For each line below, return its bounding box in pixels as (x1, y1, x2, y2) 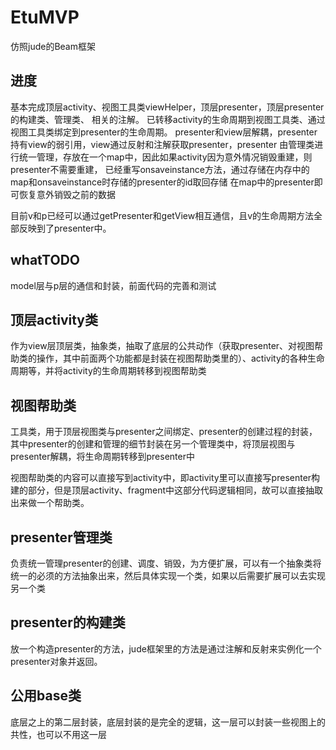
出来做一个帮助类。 (10, 497, 90, 509)
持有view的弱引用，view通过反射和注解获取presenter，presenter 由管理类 (10, 138, 315, 150)
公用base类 (10, 687, 82, 705)
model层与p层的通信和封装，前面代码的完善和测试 (10, 279, 217, 291)
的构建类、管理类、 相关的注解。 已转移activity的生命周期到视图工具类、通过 (10, 113, 326, 125)
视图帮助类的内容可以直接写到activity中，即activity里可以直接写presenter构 (10, 472, 321, 484)
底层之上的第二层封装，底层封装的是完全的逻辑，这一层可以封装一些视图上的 (10, 716, 326, 728)
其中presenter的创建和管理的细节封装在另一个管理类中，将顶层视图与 (10, 438, 296, 450)
